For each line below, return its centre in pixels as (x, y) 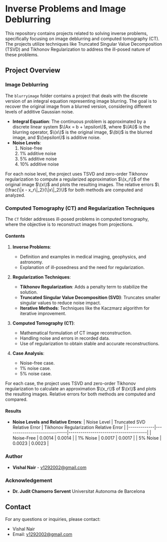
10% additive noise (39, 164)
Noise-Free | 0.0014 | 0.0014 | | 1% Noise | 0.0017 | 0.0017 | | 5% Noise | (87, 438)
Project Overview (33, 71)
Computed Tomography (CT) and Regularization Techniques (80, 208)
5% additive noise (38, 159)
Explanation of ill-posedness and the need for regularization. (82, 267)
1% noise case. (35, 368)
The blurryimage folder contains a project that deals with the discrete (76, 95)
